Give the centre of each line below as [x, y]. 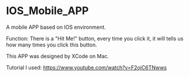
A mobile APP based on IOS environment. [56, 27]
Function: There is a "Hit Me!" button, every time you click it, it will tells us [95, 38]
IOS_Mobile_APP [47, 11]
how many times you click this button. [52, 45]
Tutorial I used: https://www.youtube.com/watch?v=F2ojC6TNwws [86, 67]
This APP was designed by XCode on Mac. [58, 56]
